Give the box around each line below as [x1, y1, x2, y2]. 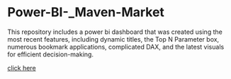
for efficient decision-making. [7, 50, 94, 59]
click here [7, 63, 37, 72]
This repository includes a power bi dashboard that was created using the [7, 28, 223, 36]
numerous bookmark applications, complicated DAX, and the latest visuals [7, 42, 225, 51]
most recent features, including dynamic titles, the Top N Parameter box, [7, 35, 220, 43]
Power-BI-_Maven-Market [7, 4, 165, 20]
